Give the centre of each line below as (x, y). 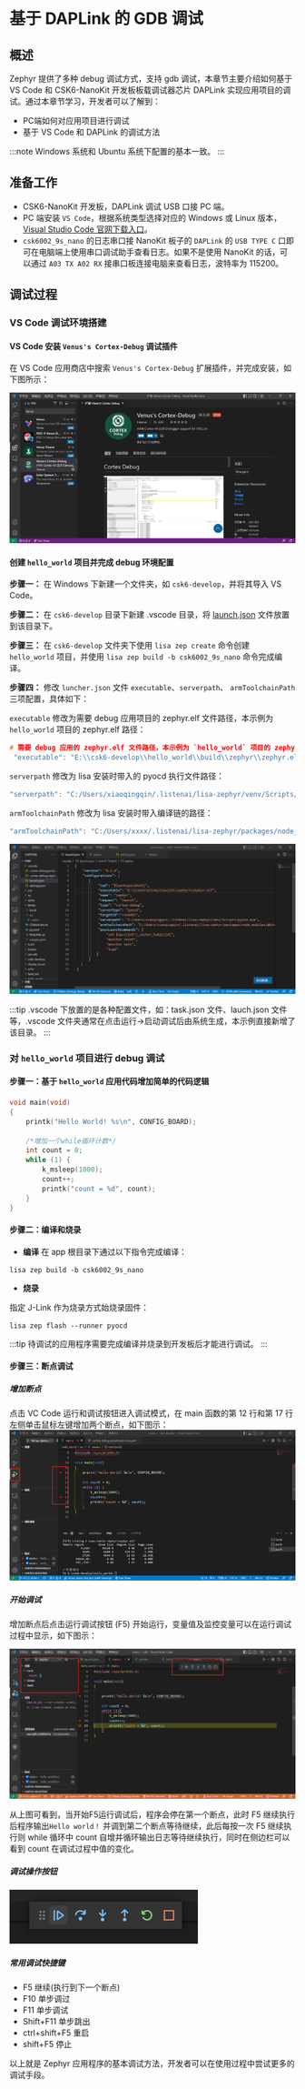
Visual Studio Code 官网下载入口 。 (87, 229)
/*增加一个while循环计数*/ (71, 1141)
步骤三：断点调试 (41, 1366)
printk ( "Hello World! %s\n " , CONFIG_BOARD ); (111, 1121)
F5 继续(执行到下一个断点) (71, 1987)
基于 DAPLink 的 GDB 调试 (107, 19)
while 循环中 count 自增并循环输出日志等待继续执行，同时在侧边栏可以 (158, 1837)
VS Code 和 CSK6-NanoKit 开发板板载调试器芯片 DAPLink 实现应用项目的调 (150, 90)
